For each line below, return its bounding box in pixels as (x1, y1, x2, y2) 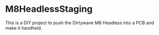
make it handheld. (5, 25, 42, 31)
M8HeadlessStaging (5, 3, 93, 15)
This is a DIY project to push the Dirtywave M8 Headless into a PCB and (5, 20, 154, 26)
